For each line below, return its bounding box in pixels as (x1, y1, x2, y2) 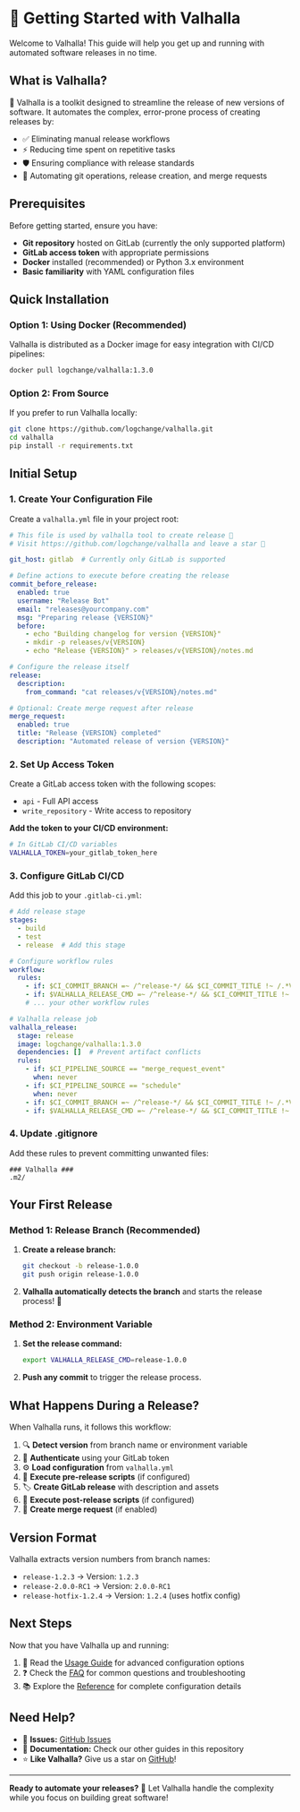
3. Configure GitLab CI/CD (9, 869, 125, 881)
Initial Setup (9, 466, 78, 482)
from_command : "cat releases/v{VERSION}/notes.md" (25, 687, 218, 697)
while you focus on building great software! (9, 1791, 169, 1803)
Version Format (9, 1530, 97, 1545)
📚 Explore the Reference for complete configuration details (21, 1680, 242, 1691)
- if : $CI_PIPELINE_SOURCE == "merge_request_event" (25, 1065, 226, 1074)
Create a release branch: (21, 1244, 116, 1255)
